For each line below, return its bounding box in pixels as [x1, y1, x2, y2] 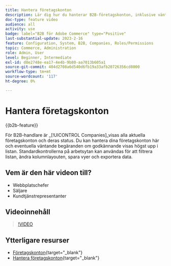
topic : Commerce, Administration [5, 45, 76, 51]
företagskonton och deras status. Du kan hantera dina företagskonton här [5, 137, 159, 143]
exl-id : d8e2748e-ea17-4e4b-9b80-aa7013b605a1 [5, 60, 106, 65]
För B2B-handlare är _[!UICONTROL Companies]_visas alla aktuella [5, 132, 146, 138]
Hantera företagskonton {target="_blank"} [12, 255, 100, 261]
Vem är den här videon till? [5, 168, 92, 177]
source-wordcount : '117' [5, 74, 58, 79]
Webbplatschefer [12, 182, 49, 188]
